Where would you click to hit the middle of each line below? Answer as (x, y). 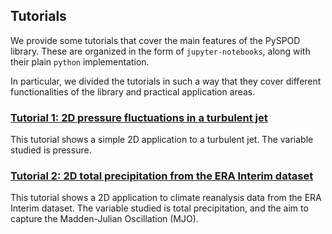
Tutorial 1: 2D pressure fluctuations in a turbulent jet (139, 117)
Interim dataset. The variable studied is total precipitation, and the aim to (159, 208)
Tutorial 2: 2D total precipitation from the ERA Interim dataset (162, 176)
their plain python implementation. (80, 61)
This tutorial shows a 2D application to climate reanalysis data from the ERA (166, 198)
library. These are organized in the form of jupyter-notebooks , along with (160, 51)
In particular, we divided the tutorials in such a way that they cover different (166, 81)
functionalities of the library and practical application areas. (133, 91)
